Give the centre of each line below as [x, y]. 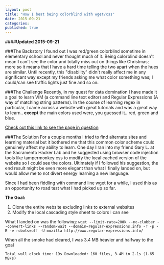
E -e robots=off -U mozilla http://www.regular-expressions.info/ [74, 231]
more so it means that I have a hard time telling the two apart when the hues [82, 67]
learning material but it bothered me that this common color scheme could [80, 142]
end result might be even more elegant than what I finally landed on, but [78, 168]
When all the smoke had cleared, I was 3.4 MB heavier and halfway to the [79, 240]
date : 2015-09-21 [23, 19]
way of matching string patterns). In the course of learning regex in [73, 102]
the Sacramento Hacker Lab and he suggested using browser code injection [82, 153]
